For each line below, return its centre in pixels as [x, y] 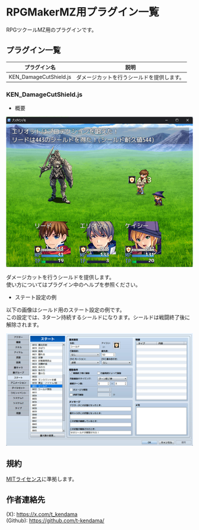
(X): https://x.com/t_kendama [42, 515]
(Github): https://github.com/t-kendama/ [55, 521]
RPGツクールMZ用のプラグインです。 [52, 30]
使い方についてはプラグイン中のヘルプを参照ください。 [73, 284]
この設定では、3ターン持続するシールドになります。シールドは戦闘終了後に [98, 317]
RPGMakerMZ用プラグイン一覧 [83, 12]
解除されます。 [24, 325]
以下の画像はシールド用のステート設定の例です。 [66, 310]
